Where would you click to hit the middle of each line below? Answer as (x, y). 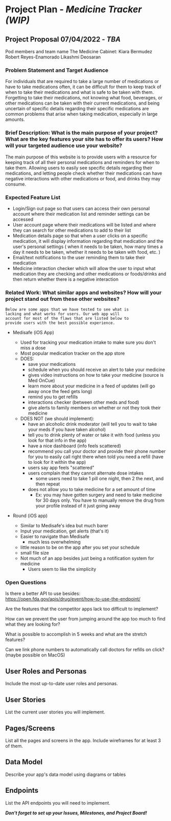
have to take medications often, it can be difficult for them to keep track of (83, 87)
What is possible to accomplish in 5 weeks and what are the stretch (76, 634)
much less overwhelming (54, 542)
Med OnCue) (41, 381)
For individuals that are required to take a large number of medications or (82, 81)
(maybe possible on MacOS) (35, 655)
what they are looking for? (33, 624)
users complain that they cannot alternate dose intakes (86, 473)
